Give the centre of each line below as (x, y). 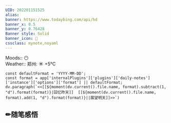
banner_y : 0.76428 (25, 29)
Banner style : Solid (27, 34)
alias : (12, 15)
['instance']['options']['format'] (43, 82)
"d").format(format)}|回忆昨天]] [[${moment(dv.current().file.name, (81, 92)
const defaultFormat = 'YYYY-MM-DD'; (46, 73)
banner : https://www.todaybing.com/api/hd (51, 19)
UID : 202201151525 (25, 10)
